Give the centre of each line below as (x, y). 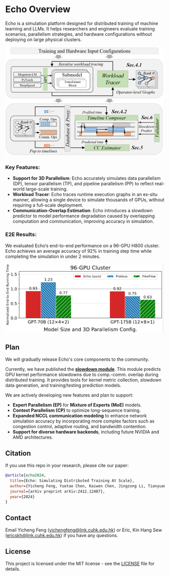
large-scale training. (47, 189)
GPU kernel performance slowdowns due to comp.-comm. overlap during (82, 375)
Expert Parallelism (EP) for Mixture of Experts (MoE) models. (77, 405)
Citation (18, 453)
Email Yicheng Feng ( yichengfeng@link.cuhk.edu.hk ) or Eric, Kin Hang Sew (84, 530)
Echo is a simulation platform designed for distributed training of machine (82, 23)
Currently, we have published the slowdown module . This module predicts (83, 369)
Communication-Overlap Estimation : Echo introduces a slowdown (82, 211)
